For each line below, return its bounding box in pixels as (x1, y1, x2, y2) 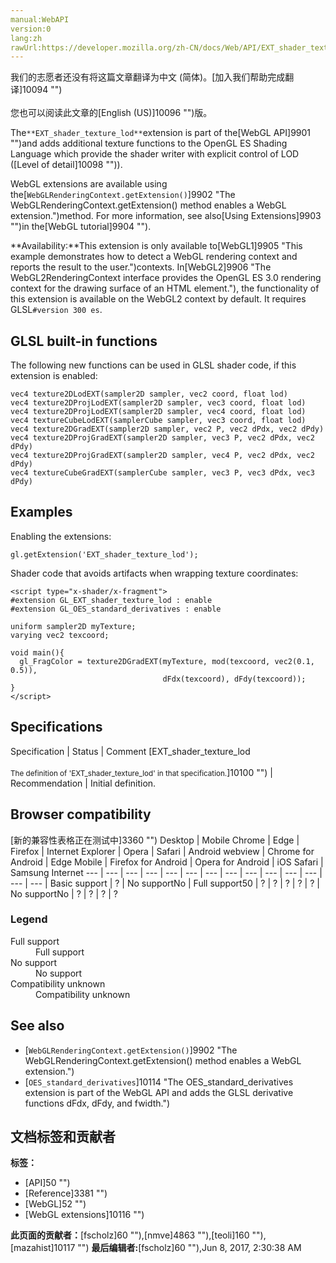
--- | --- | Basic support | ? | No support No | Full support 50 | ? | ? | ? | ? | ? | (10, 877, 320, 889)
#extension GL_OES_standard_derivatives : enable (10, 604, 222, 614)
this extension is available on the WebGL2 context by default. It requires (10, 293, 307, 305)
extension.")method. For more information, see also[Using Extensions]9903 (10, 210, 322, 222)
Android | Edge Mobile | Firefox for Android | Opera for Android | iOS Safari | (10, 856, 324, 868)
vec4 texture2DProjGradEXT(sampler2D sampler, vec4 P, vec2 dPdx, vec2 (10, 451, 315, 461)
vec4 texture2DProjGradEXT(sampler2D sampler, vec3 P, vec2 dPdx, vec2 (10, 433, 315, 443)
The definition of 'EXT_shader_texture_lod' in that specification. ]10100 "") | (10, 766, 273, 778)
